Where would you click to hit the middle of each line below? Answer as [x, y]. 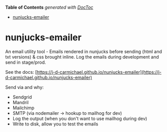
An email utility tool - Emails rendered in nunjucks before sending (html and [84, 51]
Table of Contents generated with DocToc [49, 7]
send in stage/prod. [26, 62]
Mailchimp [23, 108]
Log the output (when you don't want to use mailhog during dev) [80, 118]
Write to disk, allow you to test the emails [55, 124]
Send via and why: [25, 87]
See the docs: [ [21, 72]
